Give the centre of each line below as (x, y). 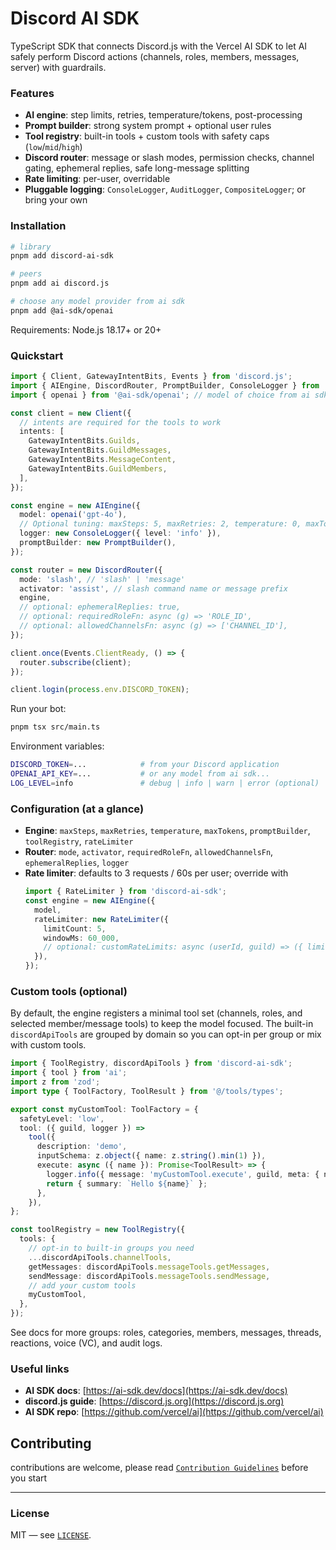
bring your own (56, 200)
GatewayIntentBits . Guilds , (84, 441)
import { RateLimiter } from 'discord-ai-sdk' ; (125, 892)
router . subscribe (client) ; (75, 662)
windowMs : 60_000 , (81, 938)
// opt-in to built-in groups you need (111, 1248)
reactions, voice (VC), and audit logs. (86, 1343)
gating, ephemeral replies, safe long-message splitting (137, 168)
